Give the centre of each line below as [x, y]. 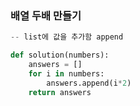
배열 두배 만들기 [46, 15]
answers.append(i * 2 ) [89, 83]
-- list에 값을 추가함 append [67, 37]
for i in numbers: [66, 73]
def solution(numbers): [60, 55]
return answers [60, 92]
